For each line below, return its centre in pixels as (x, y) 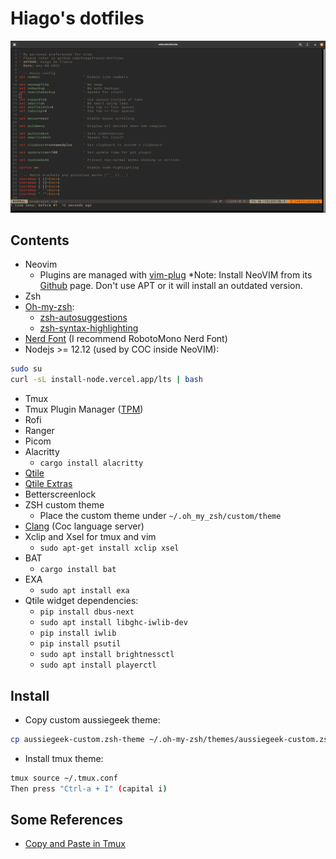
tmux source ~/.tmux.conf (64, 778)
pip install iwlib (78, 633)
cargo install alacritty (91, 463)
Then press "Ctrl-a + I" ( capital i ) (89, 788)
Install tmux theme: (64, 758)
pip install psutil (80, 644)
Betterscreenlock (60, 494)
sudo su (26, 369)
